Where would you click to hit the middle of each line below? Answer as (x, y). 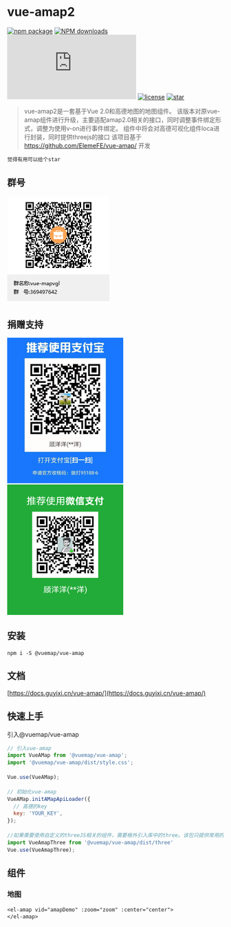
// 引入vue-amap (29, 748)
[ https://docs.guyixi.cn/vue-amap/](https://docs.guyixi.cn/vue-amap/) (107, 693)
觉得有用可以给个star (34, 159)
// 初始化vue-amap (32, 792)
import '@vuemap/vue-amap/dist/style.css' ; (70, 763)
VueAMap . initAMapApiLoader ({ (49, 799)
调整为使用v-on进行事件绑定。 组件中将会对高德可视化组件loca (125, 128)
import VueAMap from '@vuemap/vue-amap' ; (67, 756)
